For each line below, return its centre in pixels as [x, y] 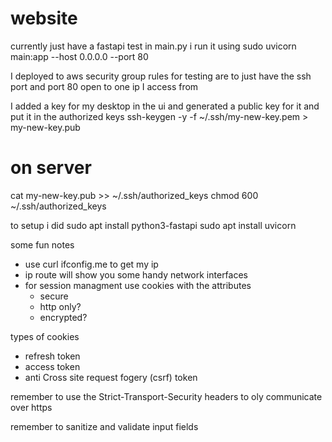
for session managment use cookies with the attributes [138, 285]
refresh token [52, 356]
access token [52, 366]
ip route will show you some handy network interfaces [136, 274]
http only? [60, 306]
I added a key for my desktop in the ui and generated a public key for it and [165, 106]
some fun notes [42, 244]
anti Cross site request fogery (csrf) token [111, 377]
